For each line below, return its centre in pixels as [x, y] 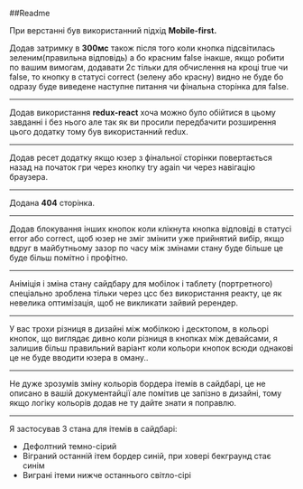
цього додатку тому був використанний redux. [99, 132]
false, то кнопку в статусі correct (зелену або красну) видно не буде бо [147, 77]
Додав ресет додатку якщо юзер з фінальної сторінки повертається [141, 158]
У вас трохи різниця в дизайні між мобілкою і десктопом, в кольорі [139, 329]
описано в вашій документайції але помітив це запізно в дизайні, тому [146, 393]
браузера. [28, 177]
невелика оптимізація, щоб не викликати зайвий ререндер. [124, 303]
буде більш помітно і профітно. [69, 258]
